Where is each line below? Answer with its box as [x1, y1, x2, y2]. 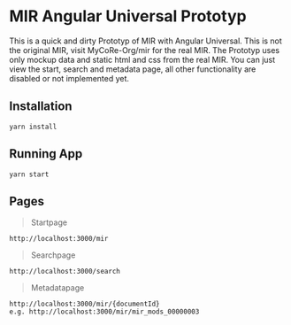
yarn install [9, 122, 57, 131]
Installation [9, 99, 73, 114]
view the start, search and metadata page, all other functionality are [9, 64, 257, 74]
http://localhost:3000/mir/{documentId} [9, 299, 161, 309]
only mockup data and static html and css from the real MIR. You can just [9, 54, 276, 65]
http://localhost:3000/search [9, 267, 121, 276]
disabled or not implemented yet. [9, 73, 130, 83]
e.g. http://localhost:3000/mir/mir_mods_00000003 [9, 307, 200, 316]
